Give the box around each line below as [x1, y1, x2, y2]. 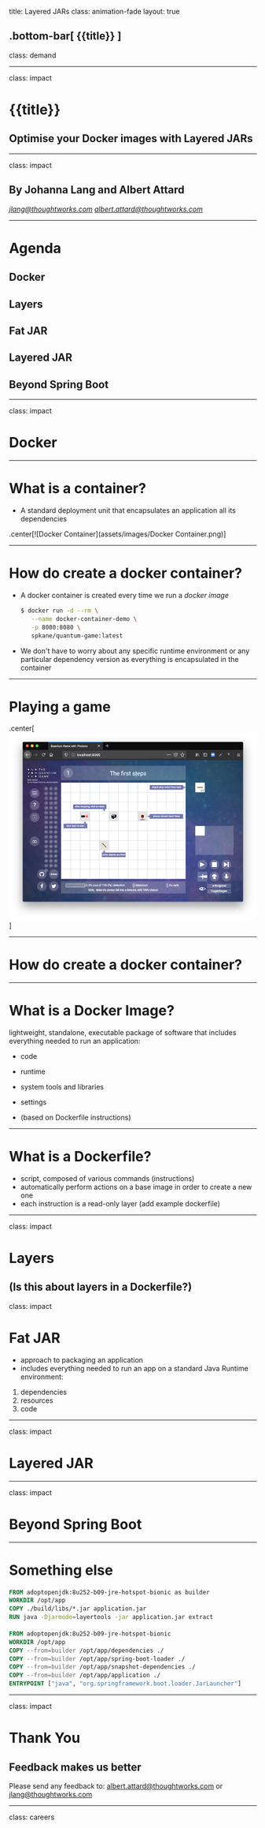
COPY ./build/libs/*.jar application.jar [9, 1605, 147, 1613]
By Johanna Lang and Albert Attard [9, 183, 185, 196]
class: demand [9, 50, 57, 60]
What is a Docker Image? [9, 1002, 175, 1020]
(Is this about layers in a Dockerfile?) [9, 1280, 192, 1294]
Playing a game [9, 697, 111, 716]
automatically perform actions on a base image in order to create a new [20, 1182, 252, 1191]
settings [20, 1097, 47, 1107]
